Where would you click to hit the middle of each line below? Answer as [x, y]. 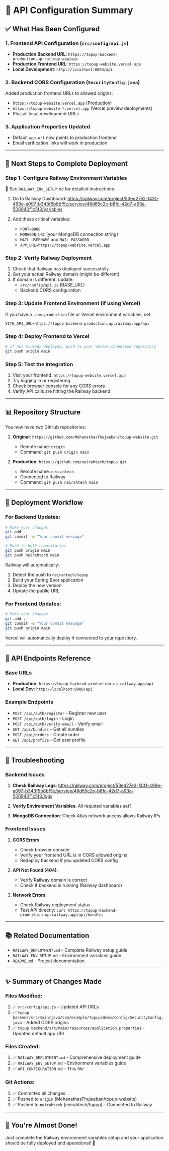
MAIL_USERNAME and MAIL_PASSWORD [55, 240]
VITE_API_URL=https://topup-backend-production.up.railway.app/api [77, 323]
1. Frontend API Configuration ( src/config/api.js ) [67, 43]
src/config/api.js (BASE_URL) [52, 285]
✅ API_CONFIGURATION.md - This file [48, 1069]
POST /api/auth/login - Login [43, 718]
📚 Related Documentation [47, 936]
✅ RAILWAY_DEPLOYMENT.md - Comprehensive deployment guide [76, 1057]
